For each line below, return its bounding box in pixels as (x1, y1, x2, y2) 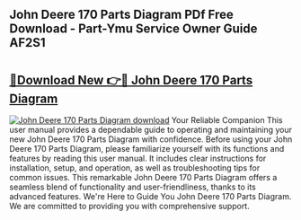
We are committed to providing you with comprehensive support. (9, 201, 250, 211)
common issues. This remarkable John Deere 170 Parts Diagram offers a (9, 172, 278, 182)
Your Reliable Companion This (171, 115, 283, 125)
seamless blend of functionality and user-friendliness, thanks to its (9, 181, 256, 192)
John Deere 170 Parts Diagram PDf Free (9, 7, 234, 22)
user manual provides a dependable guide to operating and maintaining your (9, 125, 293, 135)
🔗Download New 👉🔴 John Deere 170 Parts (9, 72, 253, 88)
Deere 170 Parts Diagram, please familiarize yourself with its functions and (9, 144, 285, 154)
